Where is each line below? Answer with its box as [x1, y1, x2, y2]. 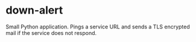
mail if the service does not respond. [5, 29, 97, 36]
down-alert [5, 4, 63, 17]
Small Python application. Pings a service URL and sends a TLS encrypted [5, 23, 191, 30]
